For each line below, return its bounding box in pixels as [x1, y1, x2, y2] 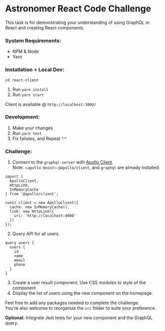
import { [5, 174, 23, 179]
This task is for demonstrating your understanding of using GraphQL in [5, 19, 150, 25]
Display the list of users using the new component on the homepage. [12, 290, 153, 296]
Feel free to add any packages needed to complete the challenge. [5, 300, 140, 306]
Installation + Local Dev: [5, 66, 64, 73]
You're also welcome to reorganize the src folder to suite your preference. [5, 305, 157, 311]
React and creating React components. [5, 24, 85, 30]
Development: [5, 113, 40, 120]
